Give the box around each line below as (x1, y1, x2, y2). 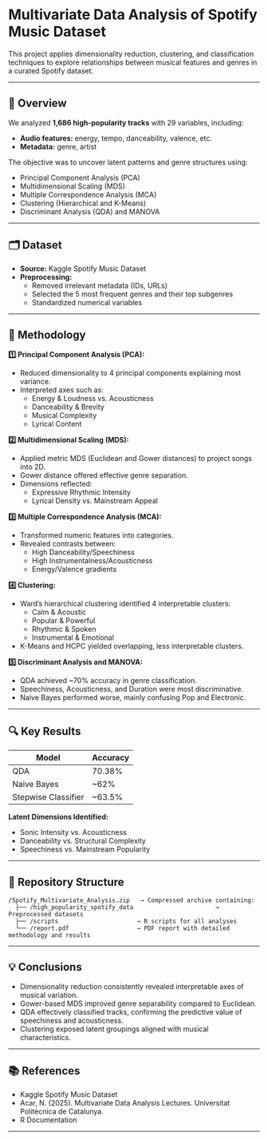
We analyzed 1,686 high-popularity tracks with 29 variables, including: (8, 117, 244, 127)
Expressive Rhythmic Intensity (31, 487, 132, 497)
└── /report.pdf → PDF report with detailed (15, 924, 230, 932)
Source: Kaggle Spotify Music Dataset (19, 264, 146, 273)
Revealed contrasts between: (19, 539, 116, 549)
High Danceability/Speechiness (31, 547, 136, 557)
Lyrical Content (31, 419, 82, 429)
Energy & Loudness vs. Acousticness (31, 394, 154, 403)
